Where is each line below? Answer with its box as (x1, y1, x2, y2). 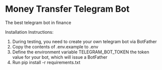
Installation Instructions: (5, 29, 54, 35)
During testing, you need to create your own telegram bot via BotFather (12, 38, 157, 45)
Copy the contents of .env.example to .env (12, 44, 98, 49)
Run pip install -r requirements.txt (12, 59, 80, 65)
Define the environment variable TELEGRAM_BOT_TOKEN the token (12, 49, 149, 55)
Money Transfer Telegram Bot (5, 3, 130, 15)
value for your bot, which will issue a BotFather (12, 54, 108, 60)
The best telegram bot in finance (5, 20, 71, 25)
